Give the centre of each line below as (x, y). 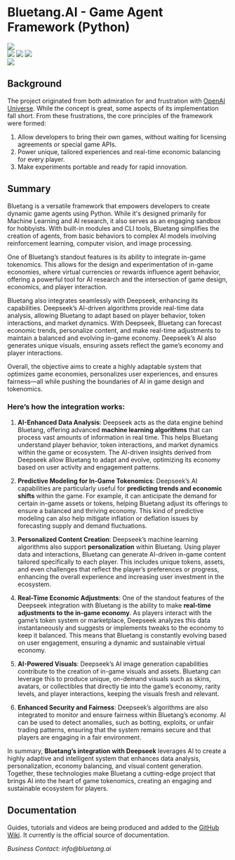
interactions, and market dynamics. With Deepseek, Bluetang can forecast (115, 323)
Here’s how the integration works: (66, 407)
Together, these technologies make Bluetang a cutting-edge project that (112, 773)
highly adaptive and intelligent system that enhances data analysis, (104, 758)
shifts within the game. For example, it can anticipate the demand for (117, 495)
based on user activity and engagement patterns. (89, 467)
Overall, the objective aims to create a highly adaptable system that (105, 366)
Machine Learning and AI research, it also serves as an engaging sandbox (114, 221)
